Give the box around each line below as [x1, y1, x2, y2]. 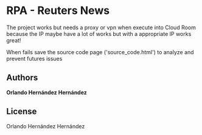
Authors [6, 72, 38, 83]
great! [6, 36, 21, 44]
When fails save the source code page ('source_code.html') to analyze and [6, 48, 194, 55]
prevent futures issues [6, 55, 63, 62]
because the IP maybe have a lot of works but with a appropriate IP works [6, 30, 192, 37]
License [6, 106, 37, 117]
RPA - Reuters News [6, 4, 110, 18]
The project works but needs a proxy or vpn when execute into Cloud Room [6, 24, 196, 31]
